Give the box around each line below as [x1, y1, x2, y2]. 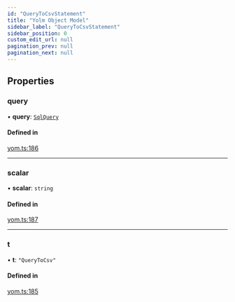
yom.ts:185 [7, 287, 38, 295]
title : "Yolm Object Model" [7, 17, 90, 24]
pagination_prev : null [7, 43, 73, 50]
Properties [7, 75, 55, 88]
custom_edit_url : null [7, 36, 73, 43]
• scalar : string [7, 184, 54, 193]
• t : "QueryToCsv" [7, 255, 56, 263]
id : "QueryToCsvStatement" [7, 10, 86, 18]
